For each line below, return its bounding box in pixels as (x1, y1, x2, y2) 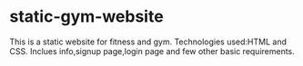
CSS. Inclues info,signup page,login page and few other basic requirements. (9, 45, 296, 56)
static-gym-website (9, 6, 164, 27)
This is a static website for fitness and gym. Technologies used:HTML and (9, 36, 288, 47)
